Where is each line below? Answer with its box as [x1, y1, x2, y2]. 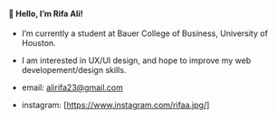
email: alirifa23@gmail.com [21, 82, 123, 93]
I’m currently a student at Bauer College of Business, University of [21, 28, 269, 39]
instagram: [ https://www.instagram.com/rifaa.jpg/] [21, 100, 210, 111]
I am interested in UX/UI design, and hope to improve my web [21, 55, 252, 66]
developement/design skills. [21, 65, 127, 76]
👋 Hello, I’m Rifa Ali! [8, 8, 83, 19]
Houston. [21, 38, 56, 49]
